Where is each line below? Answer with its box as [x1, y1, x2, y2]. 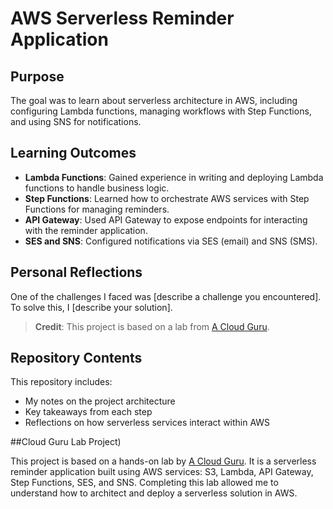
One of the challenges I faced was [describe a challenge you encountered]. [10, 290, 322, 302]
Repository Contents [10, 350, 143, 367]
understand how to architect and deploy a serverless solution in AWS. [10, 487, 298, 499]
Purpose [10, 68, 65, 85]
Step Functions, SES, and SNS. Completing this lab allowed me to [10, 477, 279, 489]
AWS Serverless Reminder [10, 7, 235, 30]
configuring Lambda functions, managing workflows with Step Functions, [10, 105, 312, 117]
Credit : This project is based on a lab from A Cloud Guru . [34, 320, 270, 332]
